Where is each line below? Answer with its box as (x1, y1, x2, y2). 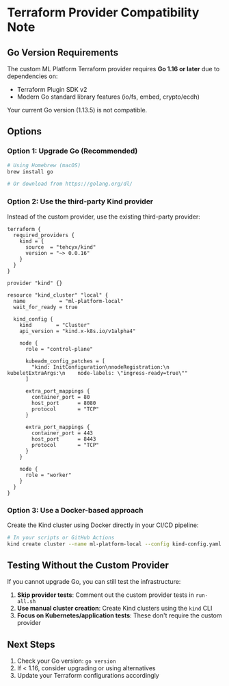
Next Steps (7, 639, 55, 650)
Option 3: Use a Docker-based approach (7, 505, 144, 515)
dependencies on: (7, 72, 58, 80)
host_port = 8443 (31, 435, 96, 443)
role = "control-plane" (25, 345, 94, 352)
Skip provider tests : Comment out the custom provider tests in (16, 591, 195, 599)
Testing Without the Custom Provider (7, 560, 170, 572)
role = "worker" (25, 471, 72, 478)
